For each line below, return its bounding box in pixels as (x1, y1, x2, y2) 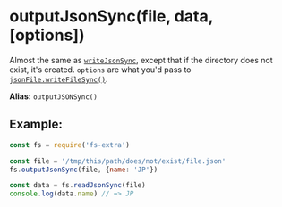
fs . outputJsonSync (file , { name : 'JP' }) (9, 165, 158, 174)
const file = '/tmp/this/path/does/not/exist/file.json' (9, 156, 226, 166)
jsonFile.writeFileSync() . (9, 73, 108, 84)
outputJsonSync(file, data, (9, 6, 213, 27)
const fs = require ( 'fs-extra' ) (9, 140, 130, 149)
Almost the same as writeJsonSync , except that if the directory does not (9, 54, 273, 65)
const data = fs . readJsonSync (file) (9, 181, 146, 190)
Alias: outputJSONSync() (9, 91, 98, 102)
